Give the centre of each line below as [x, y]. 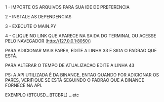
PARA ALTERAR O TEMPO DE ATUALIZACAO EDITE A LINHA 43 [70, 65]
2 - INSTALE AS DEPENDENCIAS [38, 17]
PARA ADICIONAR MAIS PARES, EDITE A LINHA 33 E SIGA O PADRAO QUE [81, 51]
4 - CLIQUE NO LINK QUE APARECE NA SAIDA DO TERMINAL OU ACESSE [81, 36]
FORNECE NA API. [24, 85]
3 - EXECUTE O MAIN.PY [31, 26]
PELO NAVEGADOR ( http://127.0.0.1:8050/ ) [48, 41]
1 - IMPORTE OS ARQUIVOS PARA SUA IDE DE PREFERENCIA [67, 7]
